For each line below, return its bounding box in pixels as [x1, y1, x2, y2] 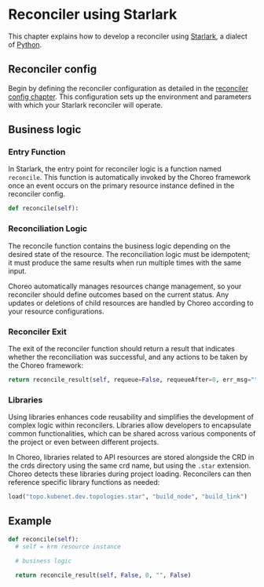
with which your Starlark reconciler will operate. [8, 100, 163, 109]
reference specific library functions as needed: [8, 478, 160, 487]
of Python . [8, 39, 42, 49]
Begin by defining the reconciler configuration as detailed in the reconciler [8, 83, 249, 93]
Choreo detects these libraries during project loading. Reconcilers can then [8, 469, 251, 479]
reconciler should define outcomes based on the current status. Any [8, 289, 229, 299]
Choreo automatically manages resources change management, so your [8, 281, 242, 291]
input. [8, 266, 27, 276]
